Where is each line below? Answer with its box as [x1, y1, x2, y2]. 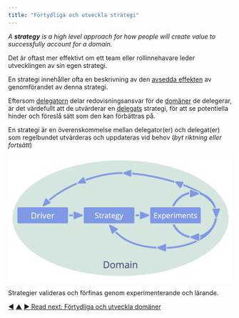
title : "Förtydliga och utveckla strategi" [8, 11, 140, 19]
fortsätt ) [8, 140, 33, 149]
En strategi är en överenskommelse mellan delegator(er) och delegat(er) [8, 125, 220, 134]
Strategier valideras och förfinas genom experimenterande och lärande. [8, 289, 219, 297]
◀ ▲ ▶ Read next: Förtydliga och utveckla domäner [8, 302, 161, 311]
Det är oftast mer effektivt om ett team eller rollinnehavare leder [8, 54, 195, 62]
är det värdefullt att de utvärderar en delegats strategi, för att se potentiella [8, 104, 229, 112]
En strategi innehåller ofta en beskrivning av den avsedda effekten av [8, 75, 212, 84]
